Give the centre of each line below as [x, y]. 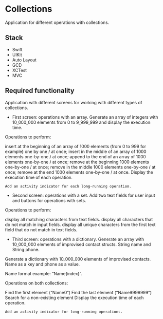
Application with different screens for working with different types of [74, 102]
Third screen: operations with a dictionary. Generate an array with [78, 239]
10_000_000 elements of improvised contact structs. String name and [81, 244]
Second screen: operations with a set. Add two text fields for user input [84, 195]
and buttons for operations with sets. [49, 200]
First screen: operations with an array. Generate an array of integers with [85, 117]
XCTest [19, 70]
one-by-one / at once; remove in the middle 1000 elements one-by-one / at [80, 167]
